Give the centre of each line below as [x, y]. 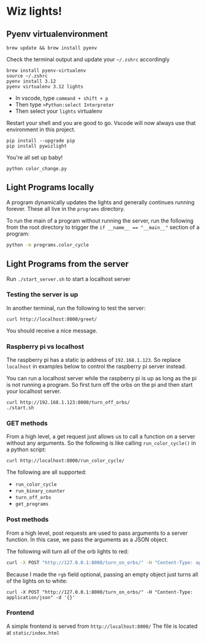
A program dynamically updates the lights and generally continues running [101, 202]
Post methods [28, 519]
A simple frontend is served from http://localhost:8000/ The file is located [102, 626]
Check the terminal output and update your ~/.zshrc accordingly [88, 59]
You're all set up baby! [35, 157]
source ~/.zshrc [27, 76]
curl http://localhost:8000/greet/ [52, 319]
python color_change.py [37, 169]
